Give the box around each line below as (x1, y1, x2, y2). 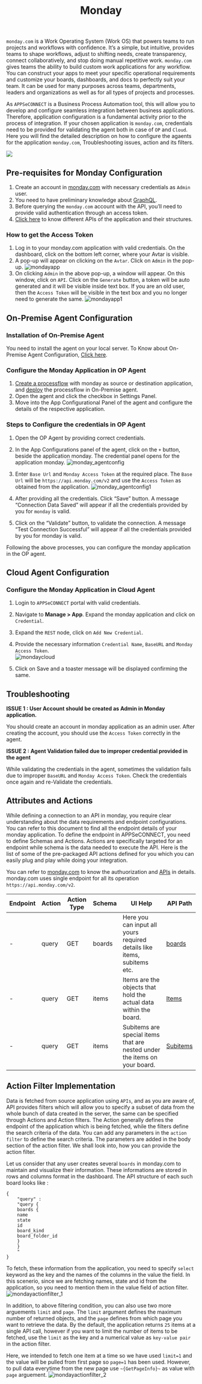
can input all (122, 920, 158, 929)
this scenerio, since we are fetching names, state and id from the (6, 1277, 167, 1285)
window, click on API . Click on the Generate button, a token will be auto (14, 276, 191, 284)
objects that (122, 983, 156, 991)
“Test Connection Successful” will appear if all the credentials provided (14, 525, 192, 533)
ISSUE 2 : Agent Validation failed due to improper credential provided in (6, 747, 188, 755)
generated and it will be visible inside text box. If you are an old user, (14, 282, 185, 290)
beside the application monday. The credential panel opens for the (14, 452, 180, 460)
